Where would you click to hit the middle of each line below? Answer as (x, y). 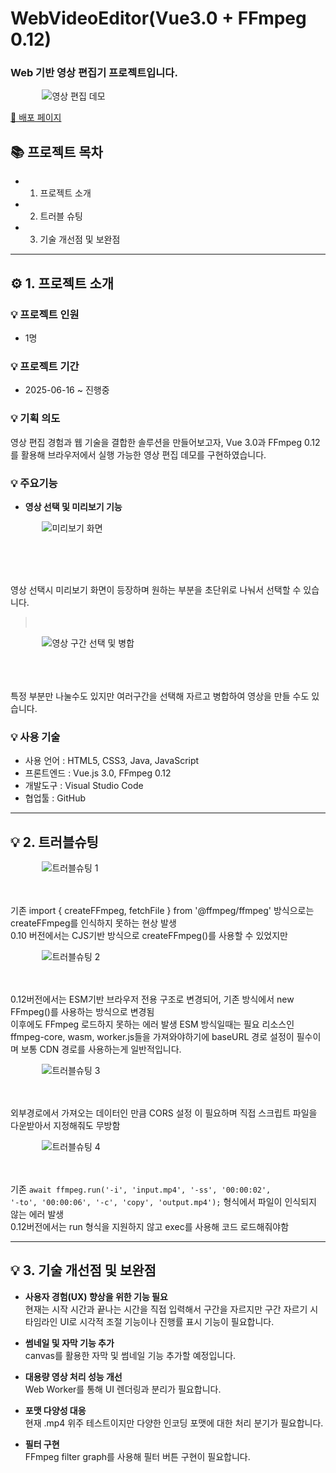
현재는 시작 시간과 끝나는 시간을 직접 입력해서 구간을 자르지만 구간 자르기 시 (171, 1309)
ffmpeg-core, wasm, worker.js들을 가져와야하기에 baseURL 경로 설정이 (152, 1036)
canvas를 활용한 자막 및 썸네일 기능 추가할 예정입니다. (130, 1355)
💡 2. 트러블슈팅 (54, 842)
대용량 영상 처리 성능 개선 (73, 1376)
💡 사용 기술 (35, 737)
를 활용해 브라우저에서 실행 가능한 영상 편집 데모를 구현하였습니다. (138, 454)
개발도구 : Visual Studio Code (84, 786)
